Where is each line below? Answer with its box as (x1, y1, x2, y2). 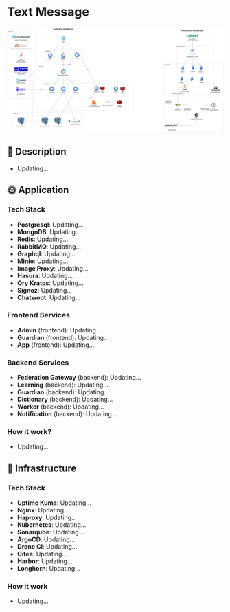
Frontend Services (7, 310, 70, 320)
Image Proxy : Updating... (16, 264, 89, 272)
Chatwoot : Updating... (16, 293, 81, 302)
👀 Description (7, 146, 67, 158)
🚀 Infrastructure (7, 462, 77, 474)
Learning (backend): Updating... (16, 381, 108, 389)
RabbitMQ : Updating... (16, 242, 81, 251)
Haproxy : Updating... (16, 513, 77, 522)
